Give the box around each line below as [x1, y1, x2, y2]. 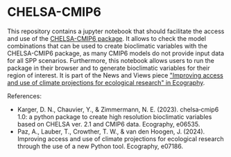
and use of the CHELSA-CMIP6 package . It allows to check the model [7, 34, 207, 42]
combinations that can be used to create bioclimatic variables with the [7, 41, 208, 50]
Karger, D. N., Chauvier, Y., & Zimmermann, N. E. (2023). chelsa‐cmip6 [17, 105, 219, 113]
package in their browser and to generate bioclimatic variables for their [7, 64, 210, 72]
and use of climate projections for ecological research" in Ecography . [7, 78, 205, 86]
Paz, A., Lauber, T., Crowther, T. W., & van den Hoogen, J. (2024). [17, 127, 205, 136]
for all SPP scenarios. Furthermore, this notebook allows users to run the [7, 56, 215, 64]
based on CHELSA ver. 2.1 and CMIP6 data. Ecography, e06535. [17, 120, 200, 128]
